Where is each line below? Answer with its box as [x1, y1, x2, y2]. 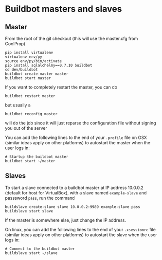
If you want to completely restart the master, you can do [5, 84, 118, 90]
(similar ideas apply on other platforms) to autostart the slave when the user [5, 232, 157, 238]
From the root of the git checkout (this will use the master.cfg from [5, 35, 138, 41]
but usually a [5, 102, 31, 108]
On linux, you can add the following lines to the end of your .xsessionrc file [5, 226, 156, 232]
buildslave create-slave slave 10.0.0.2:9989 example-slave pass [5, 204, 140, 209]
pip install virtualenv [5, 50, 54, 55]
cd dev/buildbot [5, 67, 38, 72]
